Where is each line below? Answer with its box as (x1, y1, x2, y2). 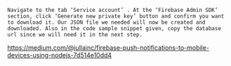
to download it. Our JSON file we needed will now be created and (7, 19, 206, 26)
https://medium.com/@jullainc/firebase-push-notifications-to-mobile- (7, 44, 209, 52)
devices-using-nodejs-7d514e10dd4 (7, 51, 112, 59)
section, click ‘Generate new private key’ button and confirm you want (7, 13, 225, 20)
